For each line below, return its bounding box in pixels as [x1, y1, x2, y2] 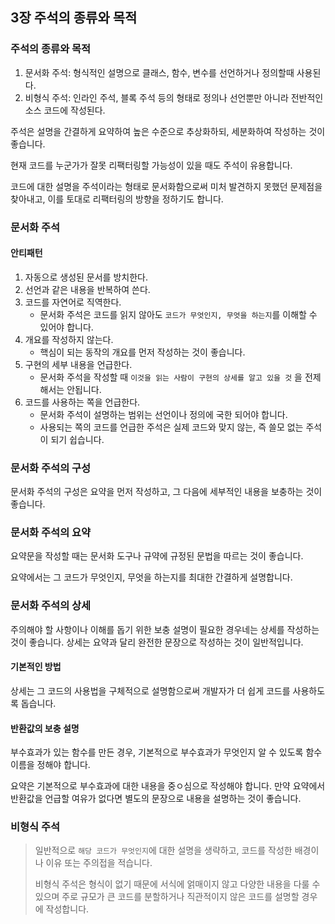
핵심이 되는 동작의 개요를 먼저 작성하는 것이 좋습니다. [39, 346, 246, 358]
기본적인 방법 [10, 661, 62, 673]
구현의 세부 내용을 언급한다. [24, 358, 133, 370]
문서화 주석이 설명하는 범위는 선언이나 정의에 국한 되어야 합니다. [39, 408, 288, 420]
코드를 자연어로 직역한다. [24, 296, 122, 308]
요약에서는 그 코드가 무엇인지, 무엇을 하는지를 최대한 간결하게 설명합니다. [10, 571, 293, 583]
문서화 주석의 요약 [10, 526, 92, 540]
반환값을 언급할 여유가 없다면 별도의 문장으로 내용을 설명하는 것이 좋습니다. [10, 793, 302, 805]
